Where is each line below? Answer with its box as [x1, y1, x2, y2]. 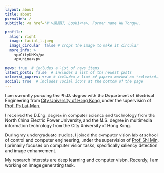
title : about [5, 12, 32, 17]
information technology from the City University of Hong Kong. [5, 122, 131, 128]
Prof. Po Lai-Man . [5, 103, 41, 109]
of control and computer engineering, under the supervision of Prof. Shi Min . [5, 137, 159, 143]
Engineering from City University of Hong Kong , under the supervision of [5, 97, 152, 103]
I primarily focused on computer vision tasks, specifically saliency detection [5, 142, 158, 148]
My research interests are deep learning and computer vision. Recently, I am [5, 157, 159, 163]
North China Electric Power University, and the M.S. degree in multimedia [5, 117, 152, 123]
